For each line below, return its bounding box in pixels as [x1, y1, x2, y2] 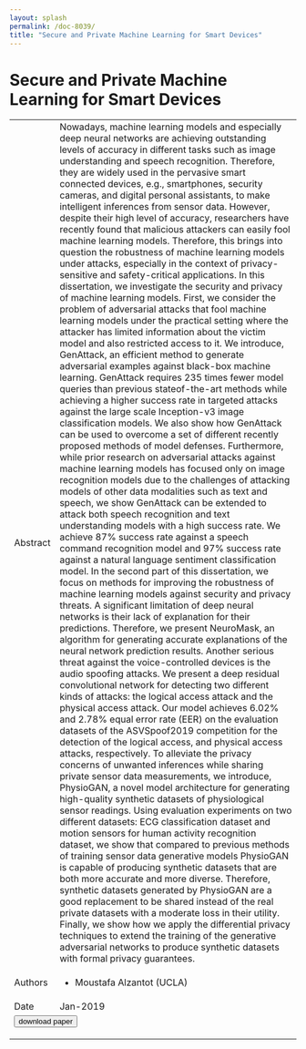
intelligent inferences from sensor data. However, [58, 201, 270, 213]
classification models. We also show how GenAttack [58, 417, 282, 429]
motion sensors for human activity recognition [58, 827, 257, 839]
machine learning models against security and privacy [58, 588, 291, 601]
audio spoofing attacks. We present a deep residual [58, 667, 280, 680]
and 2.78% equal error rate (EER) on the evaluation [58, 713, 279, 725]
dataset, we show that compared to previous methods [58, 838, 290, 851]
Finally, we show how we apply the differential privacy [58, 918, 291, 931]
